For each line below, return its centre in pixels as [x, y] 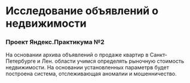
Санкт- [159, 55]
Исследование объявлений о [82, 11]
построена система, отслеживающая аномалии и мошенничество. [91, 74]
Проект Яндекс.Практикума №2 [55, 42]
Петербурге [21, 61]
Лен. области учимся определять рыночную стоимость [113, 61]
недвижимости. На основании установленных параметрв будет [88, 68]
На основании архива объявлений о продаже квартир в [77, 55]
